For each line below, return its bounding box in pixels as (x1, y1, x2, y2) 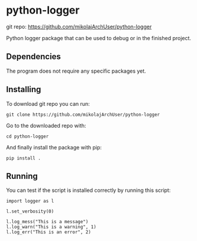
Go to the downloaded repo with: (6, 122, 86, 129)
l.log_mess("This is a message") (6, 219, 89, 225)
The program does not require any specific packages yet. (6, 67, 146, 74)
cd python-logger (6, 133, 49, 139)
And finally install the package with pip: (6, 144, 102, 151)
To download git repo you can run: (6, 100, 90, 107)
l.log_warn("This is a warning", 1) (6, 224, 96, 230)
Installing (6, 84, 41, 95)
